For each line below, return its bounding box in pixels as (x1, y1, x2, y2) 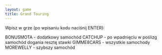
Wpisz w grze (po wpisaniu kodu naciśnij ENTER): (5, 25, 105, 30)
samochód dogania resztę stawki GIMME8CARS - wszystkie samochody (5, 39, 150, 45)
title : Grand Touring (5, 12, 49, 16)
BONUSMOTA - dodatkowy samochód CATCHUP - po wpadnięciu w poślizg (5, 34, 157, 40)
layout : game (5, 7, 32, 12)
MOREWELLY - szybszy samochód (5, 44, 75, 50)
